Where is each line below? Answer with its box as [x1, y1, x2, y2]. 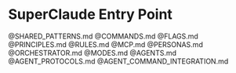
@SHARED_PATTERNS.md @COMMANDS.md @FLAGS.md [8, 31, 198, 41]
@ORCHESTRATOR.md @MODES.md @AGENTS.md [8, 48, 177, 57]
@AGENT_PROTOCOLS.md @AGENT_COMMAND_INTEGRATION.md [8, 57, 229, 66]
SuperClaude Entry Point [8, 5, 172, 24]
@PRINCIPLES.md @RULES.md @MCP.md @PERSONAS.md [8, 39, 204, 49]
